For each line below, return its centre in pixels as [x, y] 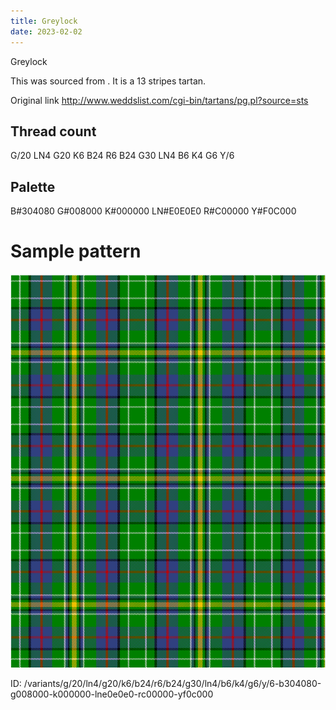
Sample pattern [76, 251]
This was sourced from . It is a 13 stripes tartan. [108, 81]
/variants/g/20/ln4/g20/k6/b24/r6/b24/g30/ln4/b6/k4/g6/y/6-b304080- [172, 684]
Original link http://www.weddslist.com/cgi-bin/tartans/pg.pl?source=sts [159, 100]
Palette [33, 186]
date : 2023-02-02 [46, 31]
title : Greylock [44, 21]
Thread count [53, 131]
